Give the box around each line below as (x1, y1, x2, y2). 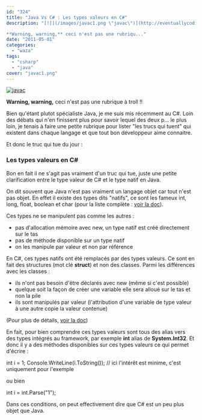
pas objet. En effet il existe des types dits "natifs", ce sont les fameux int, (6, 194, 187, 201)
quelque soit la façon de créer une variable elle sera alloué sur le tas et (14, 286, 191, 293)
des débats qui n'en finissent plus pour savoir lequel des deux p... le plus (6, 116, 187, 124)
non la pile (14, 292, 41, 299)
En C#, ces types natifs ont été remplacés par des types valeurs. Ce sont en (6, 254, 195, 262)
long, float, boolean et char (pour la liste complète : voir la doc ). (6, 200, 164, 208)
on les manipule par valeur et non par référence (14, 243, 133, 250)
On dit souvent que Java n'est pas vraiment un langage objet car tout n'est (6, 187, 191, 195)
